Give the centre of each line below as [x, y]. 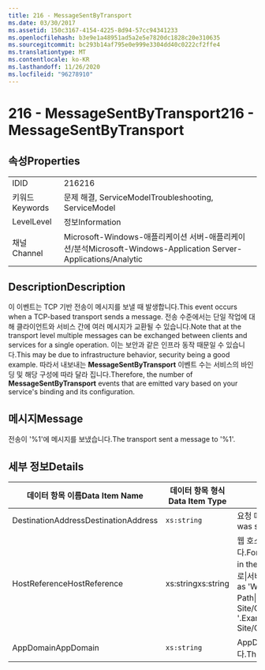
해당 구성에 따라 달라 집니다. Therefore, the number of [109, 375]
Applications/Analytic [103, 259]
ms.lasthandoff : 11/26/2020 [54, 67]
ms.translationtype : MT [47, 52]
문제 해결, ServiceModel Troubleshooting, [138, 197]
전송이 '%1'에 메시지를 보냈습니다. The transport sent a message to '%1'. [122, 439]
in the [247, 564]
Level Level [32, 221]
